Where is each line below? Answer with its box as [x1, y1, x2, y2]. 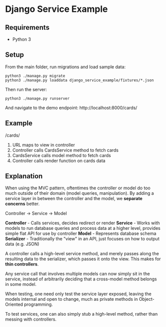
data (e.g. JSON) [5, 241, 40, 247]
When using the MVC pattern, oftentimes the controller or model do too [5, 185, 151, 191]
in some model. [5, 281, 37, 287]
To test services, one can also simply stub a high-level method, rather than [5, 311, 158, 317]
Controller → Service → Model [5, 211, 67, 217]
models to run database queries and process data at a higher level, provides [5, 225, 161, 231]
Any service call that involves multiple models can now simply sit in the [5, 271, 150, 277]
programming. [24, 301, 53, 308]
